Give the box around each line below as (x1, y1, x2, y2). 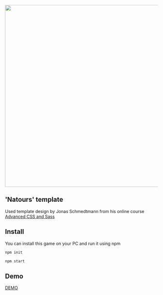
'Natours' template (5, 196, 64, 204)
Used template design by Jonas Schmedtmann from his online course (5, 208, 145, 214)
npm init (5, 250, 23, 255)
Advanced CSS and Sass (5, 213, 55, 219)
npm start (5, 259, 25, 263)
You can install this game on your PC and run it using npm (5, 240, 121, 246)
